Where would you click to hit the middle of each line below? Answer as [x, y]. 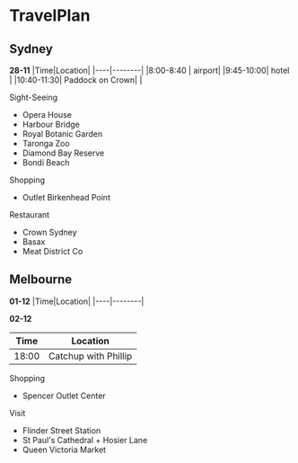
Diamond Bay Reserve [63, 153]
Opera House [47, 115]
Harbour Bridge [51, 124]
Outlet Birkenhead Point [66, 197]
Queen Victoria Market [64, 450]
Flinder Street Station [61, 430]
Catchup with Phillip [90, 356]
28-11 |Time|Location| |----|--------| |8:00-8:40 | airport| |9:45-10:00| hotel [149, 70]
